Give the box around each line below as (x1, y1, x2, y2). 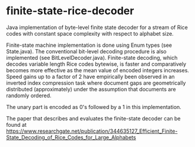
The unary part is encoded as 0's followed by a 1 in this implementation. (6, 103, 182, 110)
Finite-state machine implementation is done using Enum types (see (6, 41, 172, 49)
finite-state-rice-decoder (6, 4, 135, 18)
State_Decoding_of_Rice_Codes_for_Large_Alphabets (6, 133, 136, 140)
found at (6, 121, 27, 128)
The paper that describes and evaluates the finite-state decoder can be (6, 114, 181, 122)
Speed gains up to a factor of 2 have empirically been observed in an (6, 73, 175, 80)
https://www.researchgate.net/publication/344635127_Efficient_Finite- (6, 127, 178, 135)
